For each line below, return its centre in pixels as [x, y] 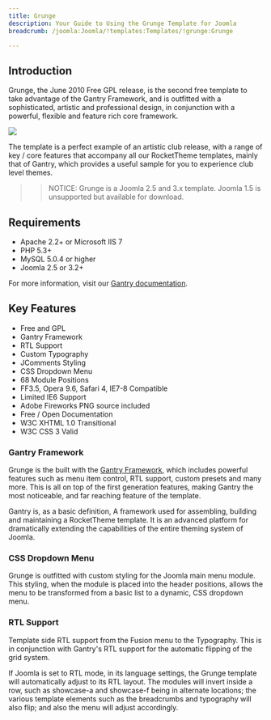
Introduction [40, 71]
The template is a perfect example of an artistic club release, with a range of [135, 147]
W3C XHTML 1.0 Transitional [68, 422]
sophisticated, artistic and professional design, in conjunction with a [122, 108]
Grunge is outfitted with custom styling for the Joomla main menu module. [132, 576]
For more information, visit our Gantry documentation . [98, 283]
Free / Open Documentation [66, 414]
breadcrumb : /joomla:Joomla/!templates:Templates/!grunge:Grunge [121, 31]
